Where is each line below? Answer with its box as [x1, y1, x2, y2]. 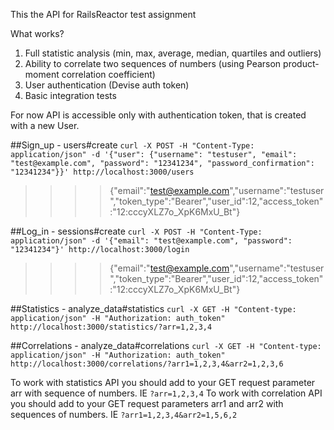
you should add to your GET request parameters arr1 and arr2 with [10, 398, 284, 409]
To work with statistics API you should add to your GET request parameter [10, 377, 316, 388]
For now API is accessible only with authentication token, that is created [10, 109, 307, 121]
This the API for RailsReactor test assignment [10, 9, 197, 20]
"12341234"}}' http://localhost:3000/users [10, 167, 195, 177]
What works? [10, 28, 65, 39]
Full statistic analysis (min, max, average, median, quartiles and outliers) [24, 47, 322, 59]
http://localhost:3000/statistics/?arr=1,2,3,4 [10, 322, 213, 332]
